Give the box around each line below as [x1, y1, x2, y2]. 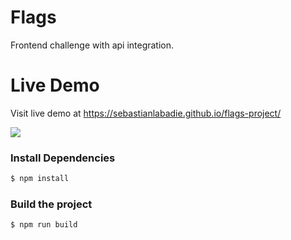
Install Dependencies [10, 151, 116, 165]
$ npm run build [10, 220, 78, 230]
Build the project [10, 197, 93, 211]
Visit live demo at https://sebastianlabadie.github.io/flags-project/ [10, 107, 282, 119]
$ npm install [10, 174, 70, 184]
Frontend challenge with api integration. [10, 39, 175, 51]
